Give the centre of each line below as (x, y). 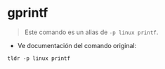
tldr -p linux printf (39, 58)
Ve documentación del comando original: (77, 45)
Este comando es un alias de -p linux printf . (91, 32)
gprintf (28, 13)
